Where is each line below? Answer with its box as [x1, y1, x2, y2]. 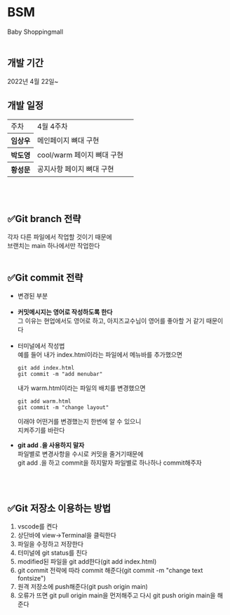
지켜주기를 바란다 [17, 426, 65, 434]
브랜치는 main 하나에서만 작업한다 [7, 242, 100, 250]
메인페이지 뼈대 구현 [37, 135, 100, 145]
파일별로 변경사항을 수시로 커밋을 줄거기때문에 [17, 450, 144, 458]
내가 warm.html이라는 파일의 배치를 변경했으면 [17, 384, 146, 392]
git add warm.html [17, 398, 72, 405]
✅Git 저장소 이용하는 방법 [7, 502, 111, 514]
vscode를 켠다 [17, 522, 58, 531]
